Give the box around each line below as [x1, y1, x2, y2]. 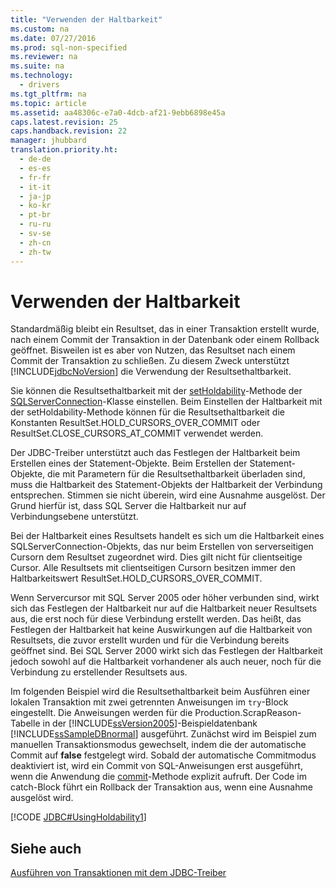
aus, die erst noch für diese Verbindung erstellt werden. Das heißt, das [10, 613, 302, 625]
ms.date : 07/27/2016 [10, 33, 97, 43]
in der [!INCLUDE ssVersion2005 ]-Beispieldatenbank [42, 717, 258, 730]
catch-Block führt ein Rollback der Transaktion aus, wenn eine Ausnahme [10, 781, 313, 793]
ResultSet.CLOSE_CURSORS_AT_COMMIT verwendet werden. [10, 427, 264, 440]
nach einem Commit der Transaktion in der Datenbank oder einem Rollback [10, 334, 320, 346]
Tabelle [10, 717, 41, 730]
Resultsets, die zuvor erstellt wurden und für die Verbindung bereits [10, 634, 290, 646]
